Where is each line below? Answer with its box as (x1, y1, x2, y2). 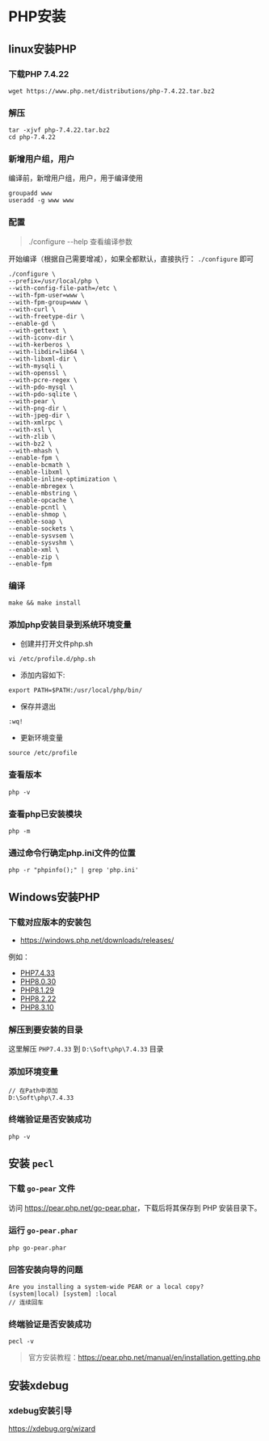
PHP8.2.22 (19, 993, 57, 1003)
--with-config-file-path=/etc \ (8, 284, 117, 292)
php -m (8, 827, 31, 835)
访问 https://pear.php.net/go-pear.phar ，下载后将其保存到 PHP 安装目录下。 (8, 1203, 262, 1212)
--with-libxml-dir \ (8, 355, 78, 363)
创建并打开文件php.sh (19, 639, 93, 649)
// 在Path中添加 (8, 1086, 58, 1095)
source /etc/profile (8, 749, 78, 757)
